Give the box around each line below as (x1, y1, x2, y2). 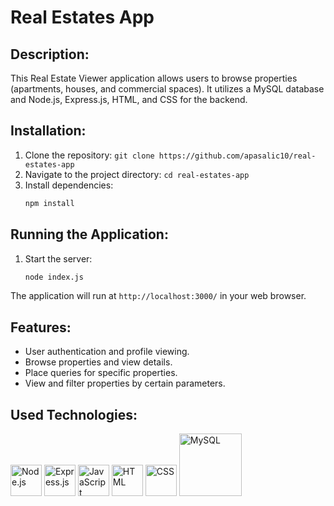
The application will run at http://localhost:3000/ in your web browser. (10, 290, 307, 302)
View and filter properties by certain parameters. (24, 377, 226, 390)
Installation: (10, 122, 87, 140)
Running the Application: (10, 226, 169, 243)
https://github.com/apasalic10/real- (158, 151, 317, 161)
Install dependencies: (24, 179, 114, 191)
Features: (10, 319, 72, 336)
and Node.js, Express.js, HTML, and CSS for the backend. (10, 94, 248, 105)
